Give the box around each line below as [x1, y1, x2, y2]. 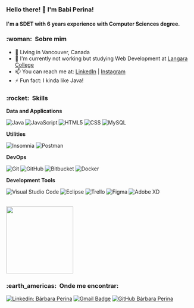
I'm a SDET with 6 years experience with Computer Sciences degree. [6, 20, 180, 27]
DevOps [6, 154, 27, 161]
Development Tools [6, 177, 55, 184]
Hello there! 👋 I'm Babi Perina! [6, 5, 94, 14]
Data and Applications [6, 107, 62, 115]
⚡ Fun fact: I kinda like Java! [14, 77, 84, 84]
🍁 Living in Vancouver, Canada [14, 48, 90, 55]
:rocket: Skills [6, 94, 49, 102]
